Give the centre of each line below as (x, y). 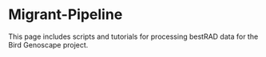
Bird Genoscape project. (48, 44)
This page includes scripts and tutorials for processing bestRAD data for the (133, 36)
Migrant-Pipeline (66, 15)
